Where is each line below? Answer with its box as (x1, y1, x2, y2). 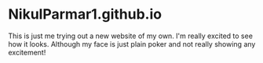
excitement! (8, 47, 46, 57)
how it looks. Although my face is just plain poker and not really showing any (8, 39, 256, 48)
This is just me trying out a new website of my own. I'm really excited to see (8, 31, 254, 40)
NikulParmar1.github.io (8, 5, 163, 23)
